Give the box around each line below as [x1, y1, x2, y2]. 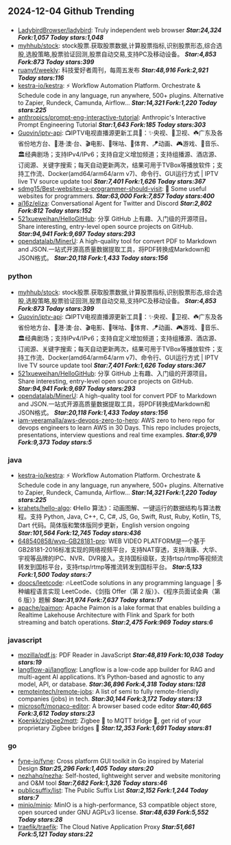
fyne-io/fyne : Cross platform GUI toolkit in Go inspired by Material [17, 756, 204, 765]
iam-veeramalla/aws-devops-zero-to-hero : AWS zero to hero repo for [17, 416, 215, 424]
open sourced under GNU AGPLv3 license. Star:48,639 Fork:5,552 [17, 808, 209, 816]
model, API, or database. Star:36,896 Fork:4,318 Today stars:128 [17, 680, 206, 688]
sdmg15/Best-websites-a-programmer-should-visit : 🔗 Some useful [17, 185, 207, 193]
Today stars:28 [17, 815, 63, 824]
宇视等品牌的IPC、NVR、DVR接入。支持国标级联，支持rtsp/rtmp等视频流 [17, 553, 223, 562]
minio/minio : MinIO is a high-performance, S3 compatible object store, [17, 800, 217, 809]
